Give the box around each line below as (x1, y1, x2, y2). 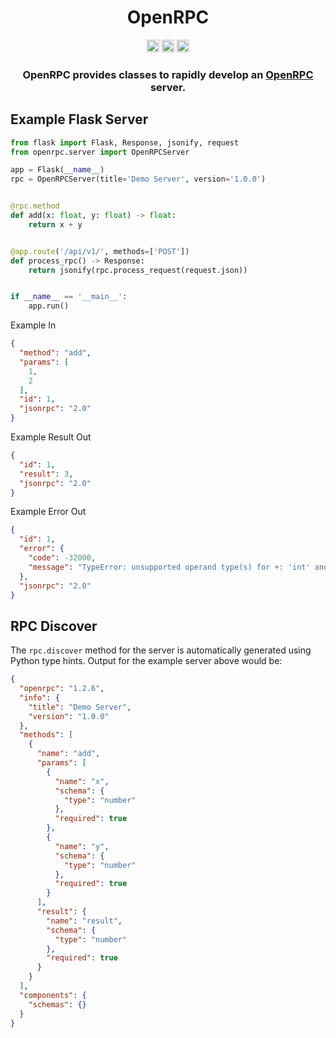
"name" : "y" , (54, 841, 110, 851)
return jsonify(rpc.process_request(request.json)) (28, 265, 248, 275)
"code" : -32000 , (28, 553, 97, 563)
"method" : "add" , (19, 348, 92, 358)
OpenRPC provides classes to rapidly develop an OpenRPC (22, 67, 314, 81)
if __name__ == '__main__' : (10, 292, 128, 302)
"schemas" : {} (28, 999, 87, 1010)
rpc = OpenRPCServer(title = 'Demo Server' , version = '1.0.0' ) (10, 174, 267, 185)
